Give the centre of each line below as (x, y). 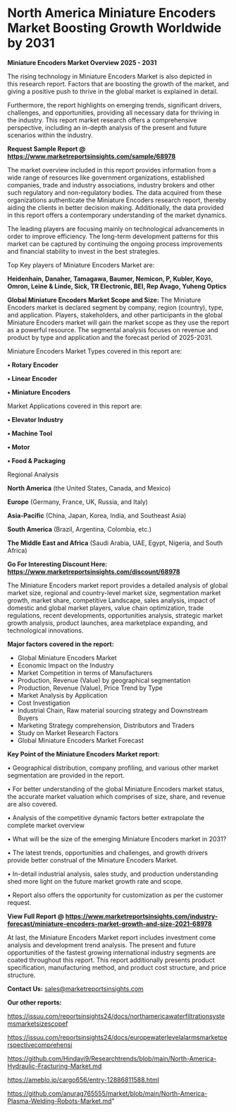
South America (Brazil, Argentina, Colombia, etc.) (80, 529)
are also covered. (32, 804)
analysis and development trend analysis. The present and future (101, 944)
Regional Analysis (33, 474)
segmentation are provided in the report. (66, 775)
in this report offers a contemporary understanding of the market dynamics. (117, 215)
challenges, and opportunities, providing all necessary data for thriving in (113, 112)
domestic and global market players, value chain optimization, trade (106, 608)
